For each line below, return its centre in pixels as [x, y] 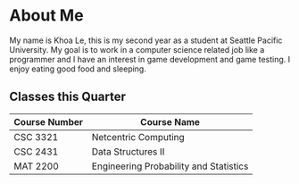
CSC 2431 [36, 151]
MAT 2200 [37, 166]
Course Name [170, 121]
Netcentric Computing [138, 137]
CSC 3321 [36, 137]
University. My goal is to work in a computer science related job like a [137, 49]
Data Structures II [128, 151]
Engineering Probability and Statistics [170, 166]
